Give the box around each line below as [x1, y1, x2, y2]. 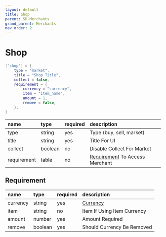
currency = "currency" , [23, 86, 72, 92]
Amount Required [82, 215, 123, 222]
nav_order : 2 [5, 26, 32, 31]
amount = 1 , [23, 96, 48, 101]
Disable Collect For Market [89, 145, 152, 152]
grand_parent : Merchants [5, 21, 56, 26]
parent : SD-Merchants [5, 16, 50, 21]
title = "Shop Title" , [14, 72, 61, 77]
